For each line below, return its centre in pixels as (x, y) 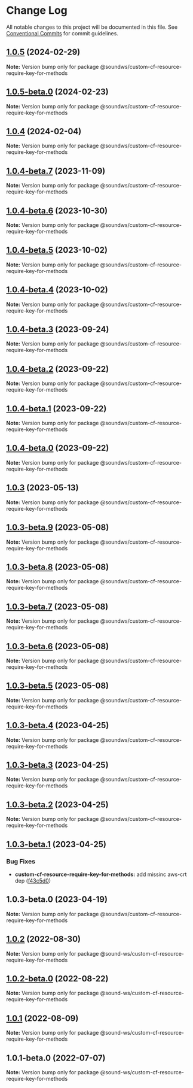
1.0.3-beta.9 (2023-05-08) (58, 528)
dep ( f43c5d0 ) (33, 880)
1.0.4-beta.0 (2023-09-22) (58, 448)
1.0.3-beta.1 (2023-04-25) (56, 844)
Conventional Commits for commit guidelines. (62, 33)
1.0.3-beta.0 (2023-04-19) (57, 900)
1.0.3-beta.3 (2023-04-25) (57, 765)
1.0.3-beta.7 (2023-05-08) (57, 606)
